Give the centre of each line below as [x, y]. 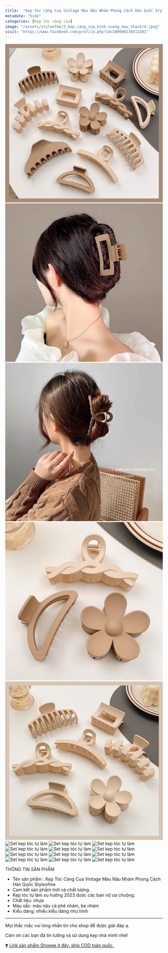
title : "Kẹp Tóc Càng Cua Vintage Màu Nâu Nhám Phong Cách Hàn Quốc [79, 11]
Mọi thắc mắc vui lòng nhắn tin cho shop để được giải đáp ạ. [67, 926]
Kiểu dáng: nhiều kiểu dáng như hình [50, 911]
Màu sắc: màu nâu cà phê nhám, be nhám [55, 906]
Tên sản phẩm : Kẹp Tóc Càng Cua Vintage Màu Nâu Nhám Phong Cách [86, 879]
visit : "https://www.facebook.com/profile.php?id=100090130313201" [77, 32]
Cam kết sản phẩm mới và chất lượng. [51, 890]
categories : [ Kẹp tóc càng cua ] [39, 21]
